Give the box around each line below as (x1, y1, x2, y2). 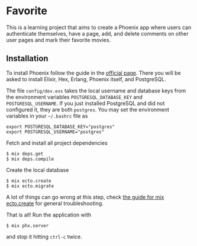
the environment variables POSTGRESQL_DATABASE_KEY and (6, 93, 143, 100)
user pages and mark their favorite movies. (6, 36, 111, 43)
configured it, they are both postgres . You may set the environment (6, 106, 170, 113)
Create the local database (6, 166, 69, 173)
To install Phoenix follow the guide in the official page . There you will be (6, 69, 182, 76)
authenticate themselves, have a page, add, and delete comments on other (6, 30, 189, 37)
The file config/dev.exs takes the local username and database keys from (6, 87, 186, 94)
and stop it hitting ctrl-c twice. (6, 233, 83, 240)
